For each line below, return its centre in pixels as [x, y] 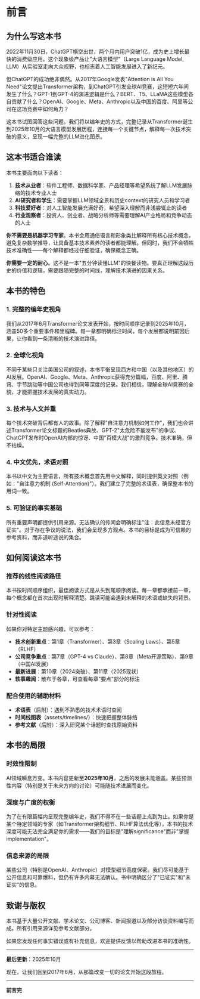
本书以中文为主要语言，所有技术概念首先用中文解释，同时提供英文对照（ [95, 476]
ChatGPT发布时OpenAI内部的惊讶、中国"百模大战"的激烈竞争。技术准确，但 [99, 438]
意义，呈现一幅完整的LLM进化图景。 [61, 137]
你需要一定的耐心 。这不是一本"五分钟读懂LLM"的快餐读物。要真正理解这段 [97, 262]
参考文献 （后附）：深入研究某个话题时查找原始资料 [76, 725]
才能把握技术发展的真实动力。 [53, 392]
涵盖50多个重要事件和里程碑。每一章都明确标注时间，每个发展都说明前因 [96, 331]
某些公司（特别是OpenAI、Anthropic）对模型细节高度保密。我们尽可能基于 [98, 870]
